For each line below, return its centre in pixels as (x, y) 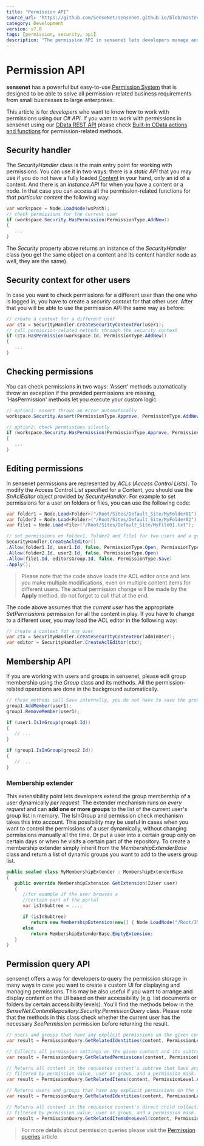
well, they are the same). (37, 261)
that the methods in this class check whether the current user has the (93, 1017)
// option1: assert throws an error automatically (72, 410)
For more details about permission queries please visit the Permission (108, 1130)
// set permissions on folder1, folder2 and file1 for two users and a (99, 536)
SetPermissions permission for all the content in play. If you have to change (100, 613)
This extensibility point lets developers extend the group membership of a (99, 796)
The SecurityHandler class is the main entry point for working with (89, 165)
